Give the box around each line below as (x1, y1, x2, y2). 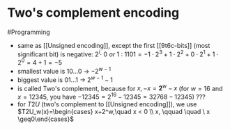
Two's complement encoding (7, 5, 180, 21)
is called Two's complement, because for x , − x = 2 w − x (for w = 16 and (17, 83, 223, 92)
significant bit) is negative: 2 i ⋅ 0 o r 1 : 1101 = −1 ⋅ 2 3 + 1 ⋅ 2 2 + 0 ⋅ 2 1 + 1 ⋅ (17, 49, 219, 58)
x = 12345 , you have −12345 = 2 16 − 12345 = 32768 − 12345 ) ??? (17, 92, 206, 101)
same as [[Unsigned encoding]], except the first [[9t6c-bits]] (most (17, 41, 210, 49)
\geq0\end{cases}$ (17, 115, 75, 123)
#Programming (7, 28, 50, 36)
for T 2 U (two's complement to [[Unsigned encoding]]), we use (17, 99, 197, 108)
